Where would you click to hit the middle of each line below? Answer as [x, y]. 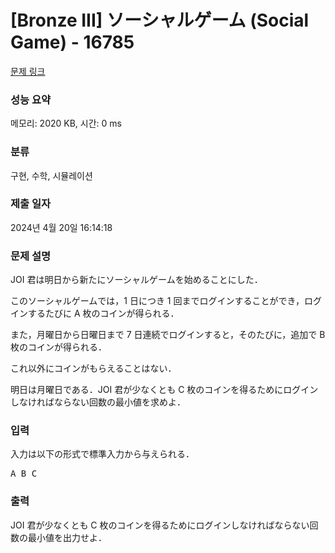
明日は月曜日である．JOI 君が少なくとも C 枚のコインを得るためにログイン [164, 390]
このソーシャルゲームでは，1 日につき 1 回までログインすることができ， [157, 301]
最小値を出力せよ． [67, 537]
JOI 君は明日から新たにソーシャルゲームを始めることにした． [136, 280]
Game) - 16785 [72, 42]
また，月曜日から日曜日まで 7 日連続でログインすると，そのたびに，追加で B [168, 335]
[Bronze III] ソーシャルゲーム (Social [160, 20]
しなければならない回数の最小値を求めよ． [98, 402]
